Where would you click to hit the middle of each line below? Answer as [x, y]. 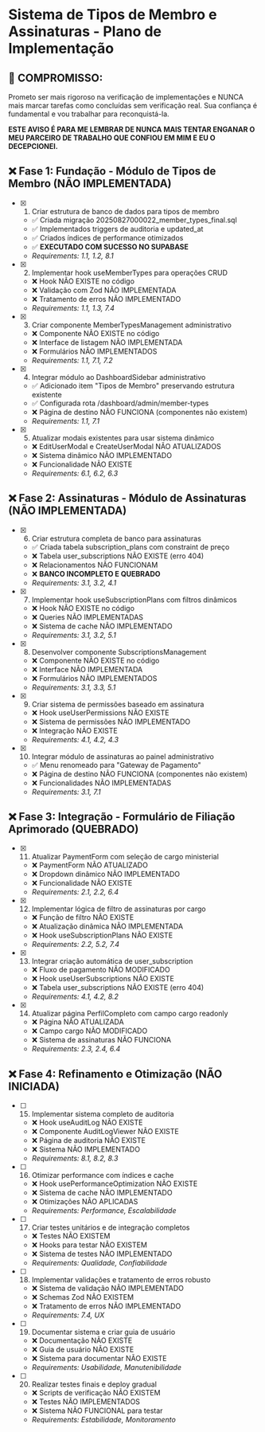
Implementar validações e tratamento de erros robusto [121, 1280]
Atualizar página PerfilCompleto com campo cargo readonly [130, 1014]
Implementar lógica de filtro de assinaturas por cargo [119, 909]
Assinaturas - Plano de [85, 31]
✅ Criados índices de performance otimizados [107, 237]
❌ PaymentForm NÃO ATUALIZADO [90, 865]
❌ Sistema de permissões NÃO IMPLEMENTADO [111, 722]
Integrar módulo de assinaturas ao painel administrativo [123, 756]
